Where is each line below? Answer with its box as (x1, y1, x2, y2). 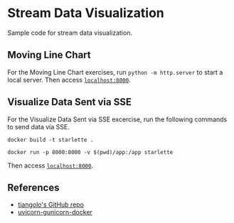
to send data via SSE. (7, 122, 70, 131)
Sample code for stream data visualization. (7, 28, 133, 37)
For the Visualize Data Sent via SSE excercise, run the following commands (7, 115, 228, 124)
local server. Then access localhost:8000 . (7, 75, 131, 84)
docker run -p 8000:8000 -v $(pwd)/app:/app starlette (7, 148, 174, 156)
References (7, 181, 60, 193)
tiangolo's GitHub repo (17, 200, 84, 209)
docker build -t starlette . (7, 136, 94, 143)
